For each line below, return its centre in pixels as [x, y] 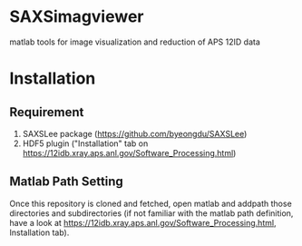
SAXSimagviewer [77, 17]
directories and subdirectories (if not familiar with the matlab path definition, [151, 213]
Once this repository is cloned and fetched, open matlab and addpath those [151, 203]
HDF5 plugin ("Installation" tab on [85, 143]
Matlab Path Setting [67, 182]
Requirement [47, 112]
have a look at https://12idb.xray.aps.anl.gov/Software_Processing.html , [143, 222]
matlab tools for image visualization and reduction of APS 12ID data [135, 42]
